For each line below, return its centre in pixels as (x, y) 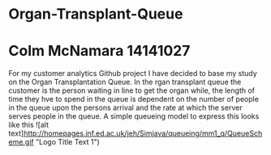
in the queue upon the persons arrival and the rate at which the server (125, 108)
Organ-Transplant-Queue (96, 14)
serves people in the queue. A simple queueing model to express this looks (134, 116)
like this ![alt (28, 125)
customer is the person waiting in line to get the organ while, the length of (132, 90)
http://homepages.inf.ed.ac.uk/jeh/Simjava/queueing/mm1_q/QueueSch (143, 133)
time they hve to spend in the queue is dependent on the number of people (134, 99)
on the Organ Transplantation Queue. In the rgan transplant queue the (125, 82)
